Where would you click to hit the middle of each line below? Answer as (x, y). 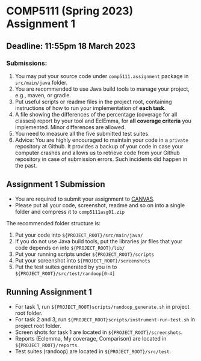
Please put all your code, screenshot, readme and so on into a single (100, 205)
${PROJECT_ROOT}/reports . (47, 345)
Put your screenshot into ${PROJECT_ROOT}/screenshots (82, 260)
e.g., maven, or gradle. (43, 95)
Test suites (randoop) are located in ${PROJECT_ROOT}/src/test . (93, 351)
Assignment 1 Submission (56, 184)
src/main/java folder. (41, 82)
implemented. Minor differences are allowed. (70, 127)
